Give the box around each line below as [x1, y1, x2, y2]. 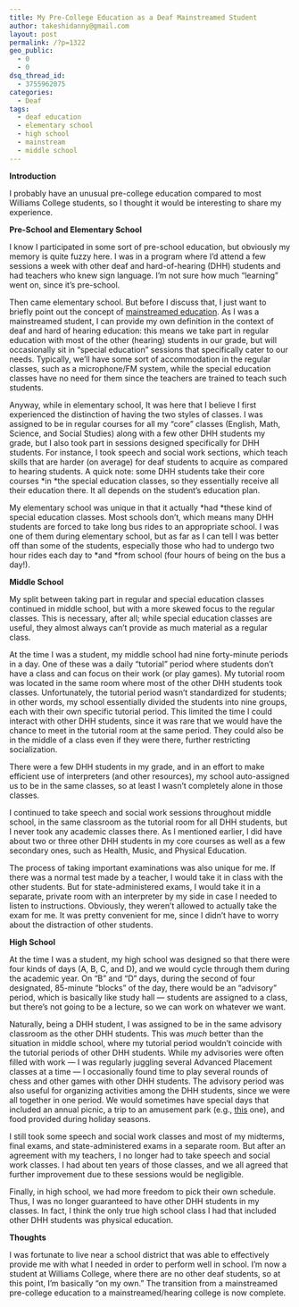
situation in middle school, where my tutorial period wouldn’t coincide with [9, 1037, 283, 1048]
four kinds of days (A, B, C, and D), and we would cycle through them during [9, 963, 290, 974]
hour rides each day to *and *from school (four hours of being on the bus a [9, 549, 286, 560]
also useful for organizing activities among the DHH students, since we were [9, 1085, 291, 1095]
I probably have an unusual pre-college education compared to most [9, 188, 262, 198]
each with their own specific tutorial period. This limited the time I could [9, 706, 272, 716]
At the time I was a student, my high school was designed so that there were [9, 953, 290, 965]
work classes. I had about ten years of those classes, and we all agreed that [9, 1159, 288, 1170]
